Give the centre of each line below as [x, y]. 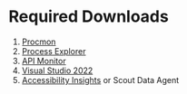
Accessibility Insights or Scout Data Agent [100, 80]
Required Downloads [89, 17]
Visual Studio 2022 [57, 70]
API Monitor [44, 61]
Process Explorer [54, 51]
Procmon [39, 42]
